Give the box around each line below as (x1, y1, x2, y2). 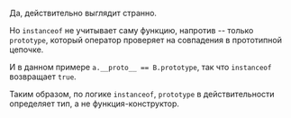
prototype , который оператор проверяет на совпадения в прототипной (9, 35, 282, 45)
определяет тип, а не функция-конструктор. (9, 98, 180, 109)
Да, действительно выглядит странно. (9, 8, 158, 18)
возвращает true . (9, 71, 77, 82)
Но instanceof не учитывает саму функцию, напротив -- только (9, 25, 254, 35)
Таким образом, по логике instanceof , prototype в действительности (9, 89, 275, 99)
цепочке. (9, 44, 44, 55)
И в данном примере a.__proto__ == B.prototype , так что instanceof (9, 62, 272, 72)
